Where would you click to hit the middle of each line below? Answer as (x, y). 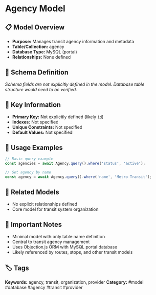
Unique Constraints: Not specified (47, 127)
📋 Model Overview (35, 27)
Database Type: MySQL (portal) (45, 52)
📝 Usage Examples (34, 148)
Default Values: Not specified (42, 132)
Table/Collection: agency (38, 47)
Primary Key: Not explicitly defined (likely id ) (58, 117)
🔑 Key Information (33, 105)
